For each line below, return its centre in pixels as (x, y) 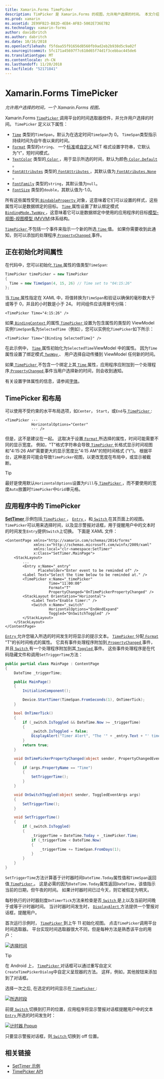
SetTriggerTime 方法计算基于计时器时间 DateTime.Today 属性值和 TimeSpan (76, 877)
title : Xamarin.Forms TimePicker (39, 10)
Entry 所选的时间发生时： (31, 1015)
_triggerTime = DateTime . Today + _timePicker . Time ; (85, 836)
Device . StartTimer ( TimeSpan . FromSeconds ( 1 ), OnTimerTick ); (84, 700)
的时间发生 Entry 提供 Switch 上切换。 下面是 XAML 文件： (61, 531)
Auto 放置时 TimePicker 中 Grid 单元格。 (46, 489)
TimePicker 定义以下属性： (41, 124)
